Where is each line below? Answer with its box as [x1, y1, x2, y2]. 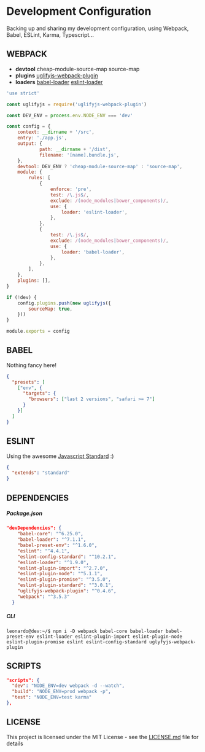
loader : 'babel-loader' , [61, 249, 125, 255]
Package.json [6, 510, 43, 517]
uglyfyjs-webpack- [149, 638, 196, 645]
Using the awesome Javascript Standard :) [6, 452, 114, 460]
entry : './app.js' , [17, 135, 68, 141]
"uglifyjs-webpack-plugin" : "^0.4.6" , [17, 588, 117, 594]
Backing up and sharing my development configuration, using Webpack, [6, 25, 189, 32]
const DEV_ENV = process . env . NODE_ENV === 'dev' [6, 112, 133, 118]
